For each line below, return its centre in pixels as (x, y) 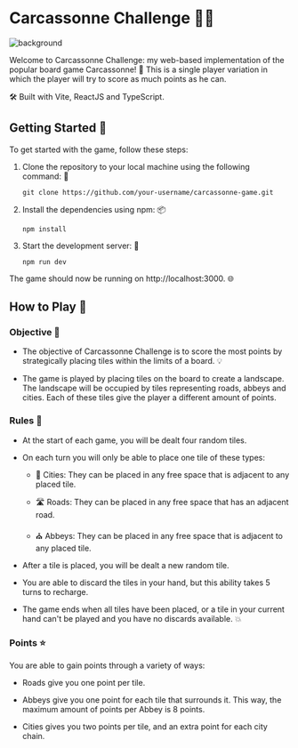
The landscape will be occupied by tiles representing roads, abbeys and (154, 388)
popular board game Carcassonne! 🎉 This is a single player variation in (139, 69)
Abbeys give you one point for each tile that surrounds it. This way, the (152, 700)
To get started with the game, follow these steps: (99, 149)
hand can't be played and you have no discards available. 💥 (132, 618)
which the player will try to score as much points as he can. (118, 78)
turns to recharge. (55, 591)
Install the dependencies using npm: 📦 (94, 209)
